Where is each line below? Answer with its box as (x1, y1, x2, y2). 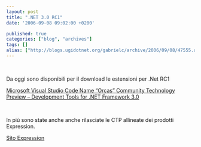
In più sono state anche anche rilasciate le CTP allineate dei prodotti (6, 116, 174, 123)
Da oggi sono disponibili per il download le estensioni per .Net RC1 (6, 75, 170, 82)
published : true (6, 30, 47, 36)
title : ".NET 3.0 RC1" (6, 14, 63, 20)
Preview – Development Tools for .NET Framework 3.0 (6, 93, 139, 100)
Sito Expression (6, 134, 45, 141)
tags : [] (6, 42, 28, 48)
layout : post (6, 8, 39, 15)
